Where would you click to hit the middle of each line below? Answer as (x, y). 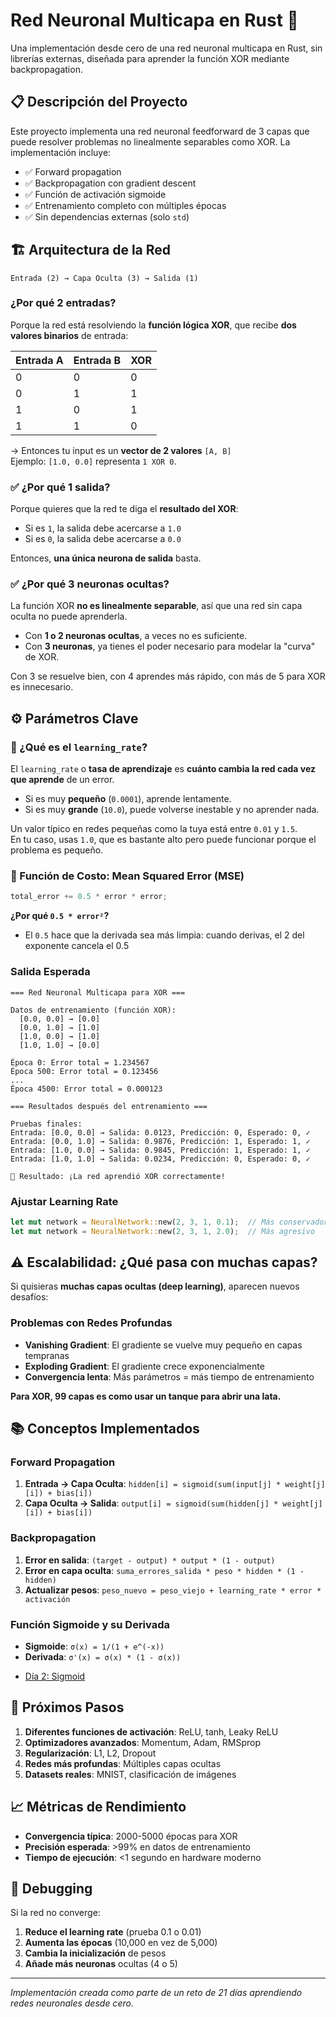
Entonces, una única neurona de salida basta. (106, 558)
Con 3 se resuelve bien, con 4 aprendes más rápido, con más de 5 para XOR (168, 676)
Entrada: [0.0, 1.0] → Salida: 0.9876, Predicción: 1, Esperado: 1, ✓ (160, 1141)
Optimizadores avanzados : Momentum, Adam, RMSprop (143, 1742)
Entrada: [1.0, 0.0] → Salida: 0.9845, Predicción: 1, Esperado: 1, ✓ (160, 1150)
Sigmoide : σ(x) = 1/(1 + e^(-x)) (94, 1646)
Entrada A (39, 360)
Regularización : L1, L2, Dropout (90, 1753)
